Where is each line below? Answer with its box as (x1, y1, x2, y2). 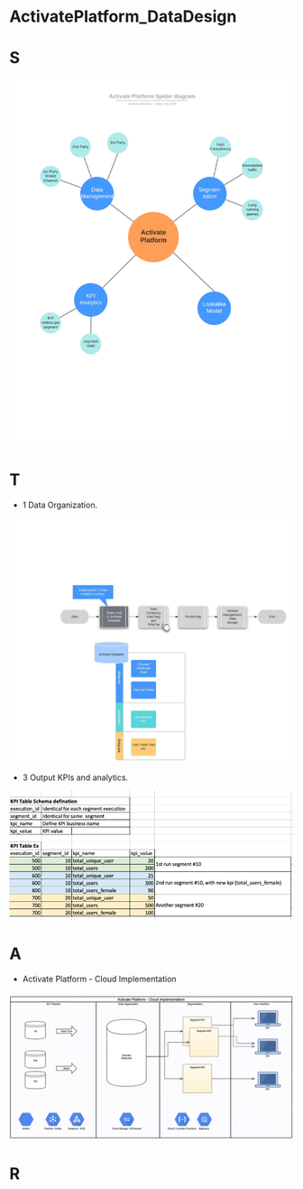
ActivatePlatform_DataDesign (9, 6, 237, 27)
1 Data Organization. (22, 499, 97, 510)
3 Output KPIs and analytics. (22, 772, 129, 783)
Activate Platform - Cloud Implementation (22, 973, 178, 984)
